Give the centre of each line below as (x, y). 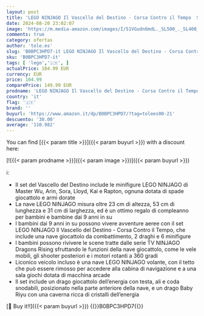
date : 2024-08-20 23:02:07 (40, 23)
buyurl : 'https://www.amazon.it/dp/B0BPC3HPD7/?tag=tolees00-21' (90, 114)
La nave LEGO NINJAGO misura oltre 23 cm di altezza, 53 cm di (95, 204)
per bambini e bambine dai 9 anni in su (63, 217)
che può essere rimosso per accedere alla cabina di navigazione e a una (106, 269)
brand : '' (19, 108)
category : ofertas (29, 40)
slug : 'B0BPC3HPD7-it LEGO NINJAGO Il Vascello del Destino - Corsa (95, 52)
